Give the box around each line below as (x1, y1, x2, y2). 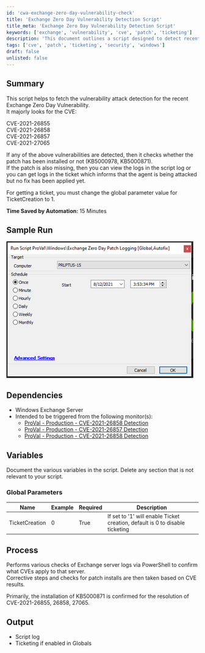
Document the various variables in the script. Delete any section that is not (6, 466, 194, 474)
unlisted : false (6, 55, 48, 61)
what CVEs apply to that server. (6, 568, 86, 575)
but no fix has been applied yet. (6, 177, 86, 184)
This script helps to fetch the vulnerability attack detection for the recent (6, 95, 189, 102)
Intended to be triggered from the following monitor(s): (15, 413, 153, 420)
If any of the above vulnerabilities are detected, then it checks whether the (6, 151, 193, 159)
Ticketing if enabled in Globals (15, 640, 92, 647)
